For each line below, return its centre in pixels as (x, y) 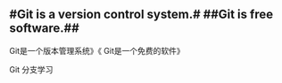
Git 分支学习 (31, 69)
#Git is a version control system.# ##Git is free (141, 15)
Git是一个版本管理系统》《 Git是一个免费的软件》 (97, 50)
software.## (45, 29)
